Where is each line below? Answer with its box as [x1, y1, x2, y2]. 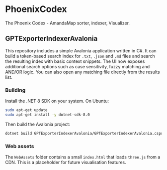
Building [5, 86, 26, 93]
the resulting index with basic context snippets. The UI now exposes [5, 58, 145, 64]
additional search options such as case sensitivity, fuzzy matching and [5, 63, 150, 69]
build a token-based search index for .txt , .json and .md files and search [5, 53, 155, 59]
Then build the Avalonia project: [5, 121, 71, 127]
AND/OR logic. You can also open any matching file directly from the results [5, 69, 160, 75]
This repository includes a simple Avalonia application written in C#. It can [5, 47, 157, 53]
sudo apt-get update [5, 108, 48, 113]
